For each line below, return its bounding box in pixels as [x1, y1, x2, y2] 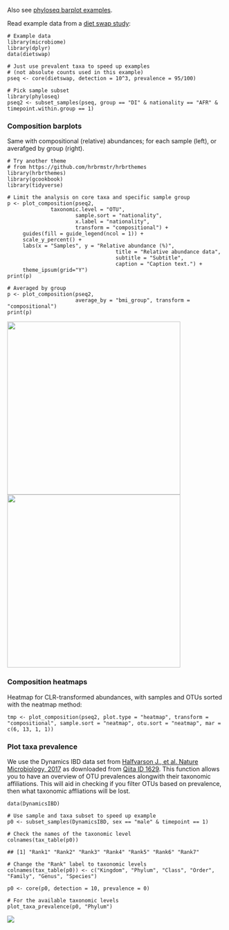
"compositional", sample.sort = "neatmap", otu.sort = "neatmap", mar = [7, 720, 221, 727]
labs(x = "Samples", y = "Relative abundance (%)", [22, 242, 175, 250]
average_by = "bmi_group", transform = [75, 297, 190, 304]
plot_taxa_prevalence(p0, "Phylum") [7, 903, 113, 910]
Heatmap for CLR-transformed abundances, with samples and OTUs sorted [7, 693, 223, 701]
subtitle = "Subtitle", [115, 255, 185, 262]
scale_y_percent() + [22, 237, 82, 244]
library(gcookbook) [7, 176, 64, 183]
